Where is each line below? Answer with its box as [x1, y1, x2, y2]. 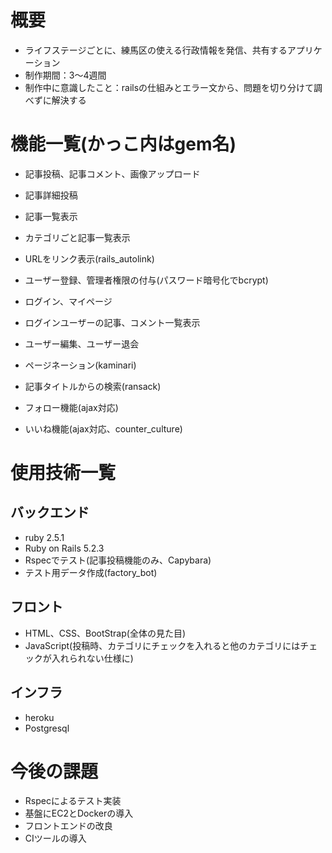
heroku [24, 711, 55, 723]
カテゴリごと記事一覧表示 [24, 231, 131, 243]
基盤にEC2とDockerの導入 [24, 807, 134, 820]
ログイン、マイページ [24, 295, 113, 307]
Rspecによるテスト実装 [24, 795, 122, 807]
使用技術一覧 [10, 462, 117, 485]
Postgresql [24, 722, 70, 734]
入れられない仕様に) [51, 652, 134, 664]
